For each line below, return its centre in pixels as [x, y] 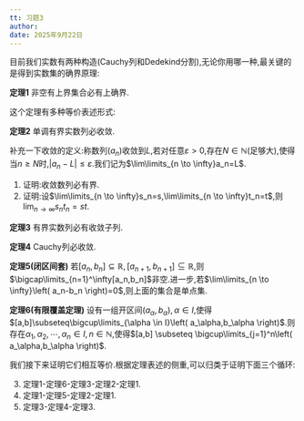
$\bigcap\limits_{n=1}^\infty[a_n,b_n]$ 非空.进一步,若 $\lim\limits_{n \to [139, 279]
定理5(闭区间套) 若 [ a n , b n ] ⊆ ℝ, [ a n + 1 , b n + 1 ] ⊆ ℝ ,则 [107, 267]
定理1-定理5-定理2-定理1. [69, 395]
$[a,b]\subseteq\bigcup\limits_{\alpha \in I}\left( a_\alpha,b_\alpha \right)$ [147, 323]
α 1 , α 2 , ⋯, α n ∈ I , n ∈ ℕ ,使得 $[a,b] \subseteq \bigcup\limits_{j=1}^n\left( [159, 335]
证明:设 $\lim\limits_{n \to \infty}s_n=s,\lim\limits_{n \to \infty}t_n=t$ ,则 [153, 196]
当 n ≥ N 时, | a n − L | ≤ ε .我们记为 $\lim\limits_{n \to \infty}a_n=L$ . [128, 165]
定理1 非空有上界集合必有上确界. [70, 93]
